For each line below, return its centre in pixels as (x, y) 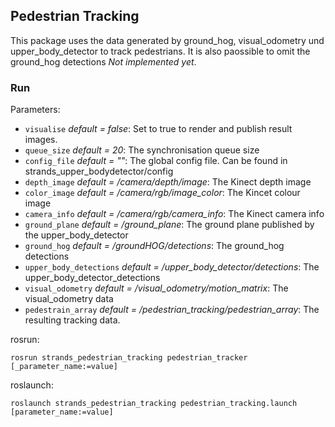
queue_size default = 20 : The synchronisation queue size (142, 150)
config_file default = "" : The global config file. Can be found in (156, 161)
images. (41, 140)
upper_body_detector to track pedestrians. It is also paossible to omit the (160, 51)
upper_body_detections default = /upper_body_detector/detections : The (172, 267)
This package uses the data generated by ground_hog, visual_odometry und (167, 40)
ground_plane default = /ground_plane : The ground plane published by (169, 225)
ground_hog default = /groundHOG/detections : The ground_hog (154, 246)
